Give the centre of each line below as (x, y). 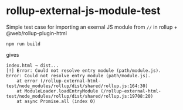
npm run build (23, 44)
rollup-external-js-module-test (83, 11)
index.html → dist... (33, 66)
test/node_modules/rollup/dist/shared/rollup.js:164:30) (77, 86)
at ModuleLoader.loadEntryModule (57, 91)
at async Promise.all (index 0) (56, 101)
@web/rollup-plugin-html (37, 33)
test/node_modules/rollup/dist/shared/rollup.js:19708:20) (80, 96)
